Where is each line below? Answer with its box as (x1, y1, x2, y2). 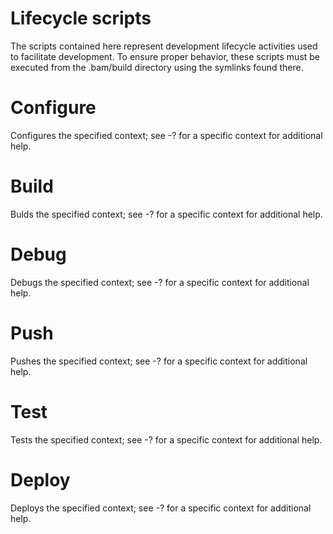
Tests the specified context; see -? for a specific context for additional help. (10, 433, 323, 446)
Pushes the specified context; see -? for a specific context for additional (10, 355, 308, 367)
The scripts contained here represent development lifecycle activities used (10, 40, 318, 52)
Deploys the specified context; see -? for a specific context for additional (10, 502, 312, 514)
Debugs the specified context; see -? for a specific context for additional (10, 276, 310, 288)
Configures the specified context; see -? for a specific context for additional (10, 129, 323, 141)
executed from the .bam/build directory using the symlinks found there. (10, 61, 304, 73)
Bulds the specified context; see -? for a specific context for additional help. (10, 208, 323, 220)
